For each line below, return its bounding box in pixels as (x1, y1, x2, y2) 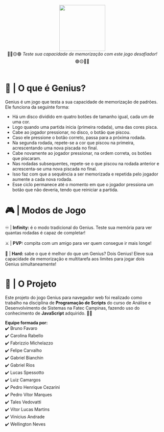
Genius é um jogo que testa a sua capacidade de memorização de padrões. (5, 99, 158, 105)
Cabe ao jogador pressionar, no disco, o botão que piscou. (12, 129, 131, 135)
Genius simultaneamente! (5, 261, 57, 267)
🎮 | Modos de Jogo (5, 205, 86, 216)
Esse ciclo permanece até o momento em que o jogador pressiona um (12, 181, 154, 187)
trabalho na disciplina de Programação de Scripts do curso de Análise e (5, 300, 151, 306)
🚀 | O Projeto (5, 278, 57, 289)
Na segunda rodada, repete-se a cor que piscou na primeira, (12, 140, 135, 145)
